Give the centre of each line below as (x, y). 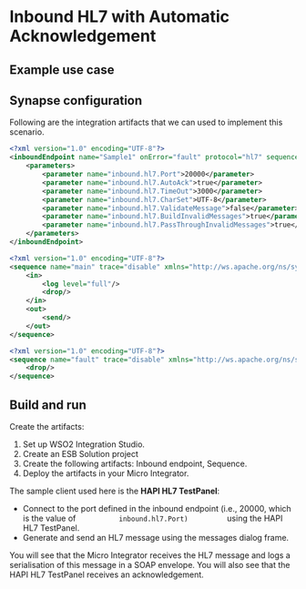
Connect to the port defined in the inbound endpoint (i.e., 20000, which (157, 508)
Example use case (62, 70)
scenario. (27, 132)
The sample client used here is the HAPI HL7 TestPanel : (115, 491)
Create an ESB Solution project (81, 453)
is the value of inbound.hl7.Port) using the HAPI (153, 518)
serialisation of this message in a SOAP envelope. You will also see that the (150, 564)
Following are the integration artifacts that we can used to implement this (146, 122)
